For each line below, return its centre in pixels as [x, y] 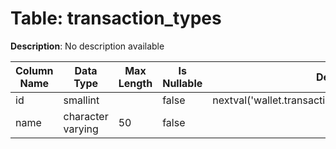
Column [34, 70]
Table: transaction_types [116, 18]
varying [81, 129]
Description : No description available [87, 46]
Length [135, 83]
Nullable [182, 83]
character [86, 116]
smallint [81, 100]
